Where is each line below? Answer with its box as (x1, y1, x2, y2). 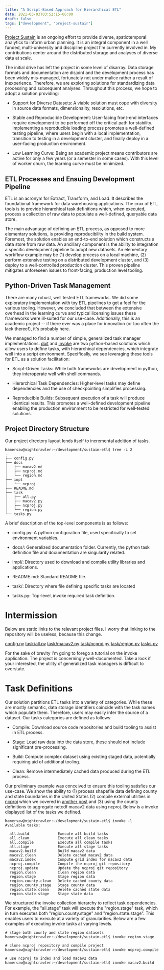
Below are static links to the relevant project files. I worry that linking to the (5, 626, 156, 632)
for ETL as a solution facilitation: (5, 356, 70, 362)
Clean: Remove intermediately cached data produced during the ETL (12, 768, 151, 774)
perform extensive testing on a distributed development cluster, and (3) (5, 257, 149, 263)
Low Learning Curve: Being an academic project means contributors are (12, 150, 158, 156)
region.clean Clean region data (9, 870, 95, 875)
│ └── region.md (5, 473, 43, 478)
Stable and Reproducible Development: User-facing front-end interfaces (12, 115, 158, 120)
